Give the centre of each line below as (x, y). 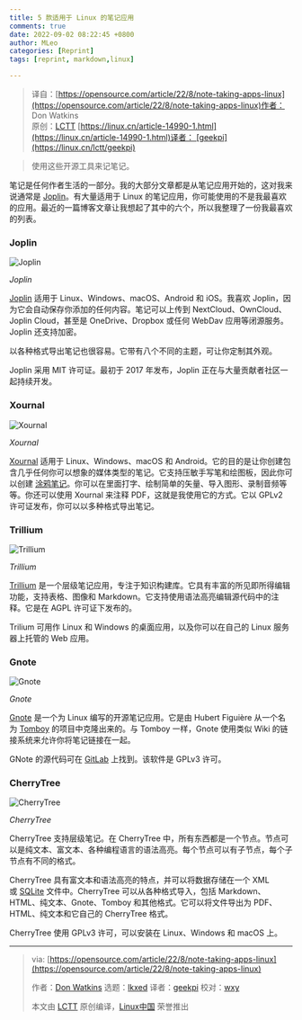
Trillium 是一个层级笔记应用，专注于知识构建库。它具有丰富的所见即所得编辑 (150, 585)
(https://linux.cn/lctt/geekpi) (84, 148)
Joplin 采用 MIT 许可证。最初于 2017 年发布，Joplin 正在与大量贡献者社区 (145, 371)
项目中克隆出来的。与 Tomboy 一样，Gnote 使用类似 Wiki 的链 (174, 729)
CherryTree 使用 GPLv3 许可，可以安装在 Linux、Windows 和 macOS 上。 (146, 933)
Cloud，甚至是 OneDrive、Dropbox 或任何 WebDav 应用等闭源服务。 (161, 321)
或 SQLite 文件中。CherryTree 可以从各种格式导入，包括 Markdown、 (138, 891)
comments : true (38, 26)
